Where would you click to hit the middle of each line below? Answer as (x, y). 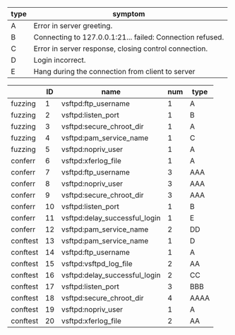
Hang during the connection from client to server (114, 71)
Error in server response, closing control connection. (121, 49)
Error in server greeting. (73, 26)
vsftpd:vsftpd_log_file (97, 264)
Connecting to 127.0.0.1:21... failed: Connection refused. (129, 37)
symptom (129, 14)
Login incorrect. (60, 60)
